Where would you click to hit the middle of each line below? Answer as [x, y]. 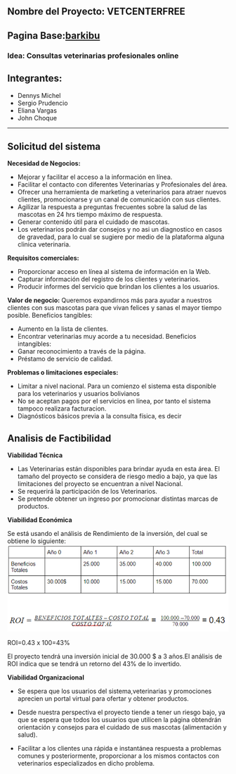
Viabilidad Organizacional [46, 677]
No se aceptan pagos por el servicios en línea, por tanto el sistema [114, 401]
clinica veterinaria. [44, 244]
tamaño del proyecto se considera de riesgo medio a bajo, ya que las [117, 476]
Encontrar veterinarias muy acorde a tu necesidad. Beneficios [107, 337]
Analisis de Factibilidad [59, 438]
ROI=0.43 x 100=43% [39, 642]
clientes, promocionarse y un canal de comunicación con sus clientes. [119, 199]
